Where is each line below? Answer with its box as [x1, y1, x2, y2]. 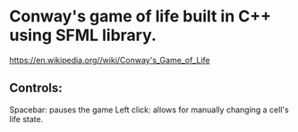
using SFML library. [9, 25, 157, 45]
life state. [9, 113, 44, 124]
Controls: [9, 80, 63, 95]
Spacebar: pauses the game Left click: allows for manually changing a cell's [9, 104, 289, 115]
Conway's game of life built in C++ [9, 6, 271, 27]
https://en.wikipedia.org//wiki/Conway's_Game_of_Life [9, 54, 210, 65]
